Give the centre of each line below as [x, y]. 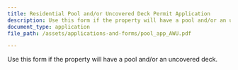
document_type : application [49, 27]
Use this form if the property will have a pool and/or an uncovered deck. [113, 59]
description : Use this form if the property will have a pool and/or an [117, 20]
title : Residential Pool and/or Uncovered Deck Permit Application [109, 14]
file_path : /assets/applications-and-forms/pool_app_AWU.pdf [100, 33]
